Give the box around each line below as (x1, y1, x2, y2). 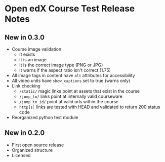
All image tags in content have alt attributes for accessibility (11, 73, 135, 78)
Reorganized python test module (11, 115, 79, 120)
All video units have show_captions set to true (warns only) (11, 78, 130, 83)
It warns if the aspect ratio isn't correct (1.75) (19, 67, 111, 73)
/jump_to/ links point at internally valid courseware (19, 93, 123, 99)
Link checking (11, 83, 41, 89)
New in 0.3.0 (4, 33, 45, 41)
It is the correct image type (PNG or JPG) (19, 62, 103, 68)
